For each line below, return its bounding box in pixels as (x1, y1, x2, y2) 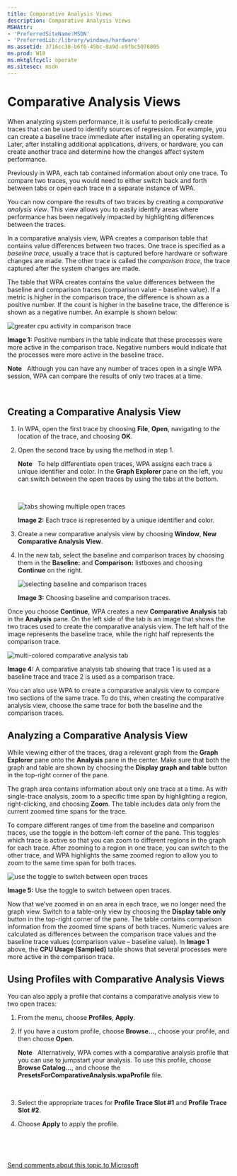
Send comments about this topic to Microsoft (7, 1161, 139, 1169)
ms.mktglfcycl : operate (7, 57, 78, 64)
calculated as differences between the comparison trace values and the (7, 930, 217, 938)
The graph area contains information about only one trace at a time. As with (7, 784, 228, 793)
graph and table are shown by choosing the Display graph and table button (7, 763, 228, 772)
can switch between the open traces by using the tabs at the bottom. (17, 475, 219, 483)
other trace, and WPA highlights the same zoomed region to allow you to (7, 851, 218, 860)
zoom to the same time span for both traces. (7, 859, 137, 867)
